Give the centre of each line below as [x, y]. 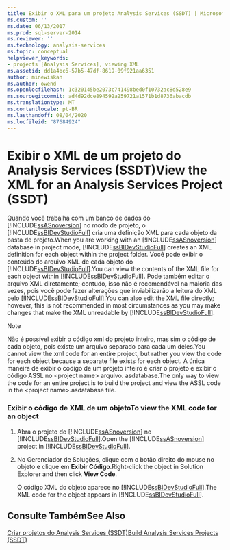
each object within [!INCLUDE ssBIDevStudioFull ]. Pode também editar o [108, 276]
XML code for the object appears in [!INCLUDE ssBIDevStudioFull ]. [110, 495]
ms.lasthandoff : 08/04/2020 [47, 115]
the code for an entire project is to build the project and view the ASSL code [114, 383]
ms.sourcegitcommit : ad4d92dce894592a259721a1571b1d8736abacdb [99, 97]
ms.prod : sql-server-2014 [44, 33]
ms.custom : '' [27, 20]
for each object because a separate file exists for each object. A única [106, 361]
